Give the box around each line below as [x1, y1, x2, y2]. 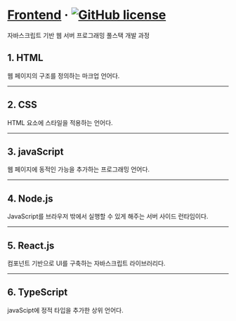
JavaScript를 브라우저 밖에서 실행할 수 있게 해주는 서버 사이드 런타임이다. [7, 212, 209, 221]
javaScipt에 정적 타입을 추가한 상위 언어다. [7, 306, 124, 314]
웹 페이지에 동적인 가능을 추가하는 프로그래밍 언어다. [7, 165, 150, 173]
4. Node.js [7, 192, 53, 204]
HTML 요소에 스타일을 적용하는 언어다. [7, 118, 114, 126]
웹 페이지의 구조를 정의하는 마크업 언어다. [7, 71, 120, 80]
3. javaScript [7, 145, 64, 157]
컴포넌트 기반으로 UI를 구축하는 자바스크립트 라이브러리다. [7, 259, 166, 267]
